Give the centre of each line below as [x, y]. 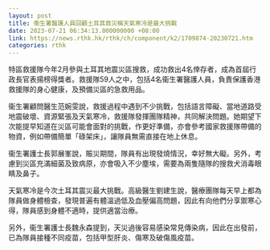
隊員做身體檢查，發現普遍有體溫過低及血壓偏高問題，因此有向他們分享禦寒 [131, 200]
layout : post [30, 16]
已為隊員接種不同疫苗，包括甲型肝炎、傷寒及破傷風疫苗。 [103, 238]
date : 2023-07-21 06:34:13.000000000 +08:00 [84, 30]
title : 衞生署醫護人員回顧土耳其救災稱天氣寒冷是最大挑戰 [93, 23]
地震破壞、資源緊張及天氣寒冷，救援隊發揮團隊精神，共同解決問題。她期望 [131, 116]
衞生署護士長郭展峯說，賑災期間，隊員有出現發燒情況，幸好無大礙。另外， [131, 154]
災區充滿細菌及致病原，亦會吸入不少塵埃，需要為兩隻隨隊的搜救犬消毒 [138, 163]
